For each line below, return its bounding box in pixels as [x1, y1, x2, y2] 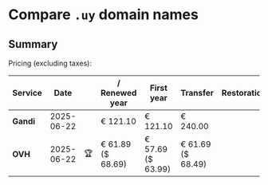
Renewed [100, 88, 137, 98]
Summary [8, 37, 58, 51]
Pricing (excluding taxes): [8, 58, 93, 68]
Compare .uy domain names [8, 6, 199, 24]
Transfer [180, 88, 214, 98]
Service [12, 88, 42, 98]
